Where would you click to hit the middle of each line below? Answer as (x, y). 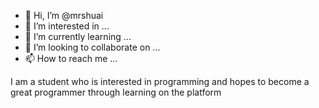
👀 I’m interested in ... (67, 26)
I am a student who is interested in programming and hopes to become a (160, 81)
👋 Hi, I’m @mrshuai (64, 15)
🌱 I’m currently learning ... (78, 36)
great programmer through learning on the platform (116, 92)
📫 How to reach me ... (71, 58)
